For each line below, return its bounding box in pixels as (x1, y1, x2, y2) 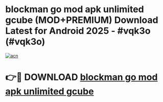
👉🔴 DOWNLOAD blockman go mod (5, 72, 158, 83)
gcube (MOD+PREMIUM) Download (5, 14, 158, 26)
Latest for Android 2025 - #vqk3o (5, 25, 151, 37)
